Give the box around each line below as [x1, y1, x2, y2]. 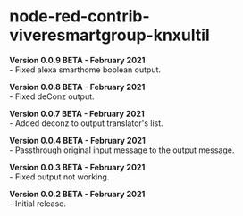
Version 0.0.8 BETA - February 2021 [9, 81, 146, 92]
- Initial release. [9, 198, 67, 209]
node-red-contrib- [9, 6, 150, 27]
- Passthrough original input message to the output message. [9, 145, 235, 155]
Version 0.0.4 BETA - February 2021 [9, 135, 146, 145]
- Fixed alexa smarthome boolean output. [9, 64, 162, 75]
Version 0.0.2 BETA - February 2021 [9, 188, 146, 199]
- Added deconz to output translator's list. [9, 118, 163, 129]
